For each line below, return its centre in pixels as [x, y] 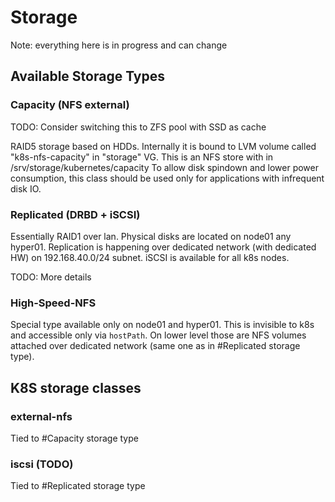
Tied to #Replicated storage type [78, 486]
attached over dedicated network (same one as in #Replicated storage [155, 346]
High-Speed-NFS [53, 303]
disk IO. [26, 188]
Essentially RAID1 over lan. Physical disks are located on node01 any [151, 236]
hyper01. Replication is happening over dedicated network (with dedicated [163, 247]
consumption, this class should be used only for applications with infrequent [167, 178]
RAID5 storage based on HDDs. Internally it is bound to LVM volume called [163, 146]
